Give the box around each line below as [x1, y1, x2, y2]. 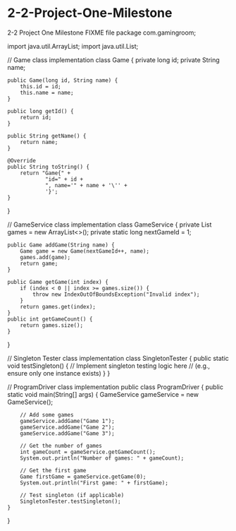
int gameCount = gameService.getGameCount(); [20, 448, 156, 455]
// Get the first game [20, 467, 87, 474]
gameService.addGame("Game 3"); [20, 429, 115, 437]
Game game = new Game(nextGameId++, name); [20, 247, 150, 255]
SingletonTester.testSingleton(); [20, 498, 121, 505]
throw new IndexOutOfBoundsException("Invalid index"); [32, 291, 200, 298]
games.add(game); [20, 253, 71, 261]
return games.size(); [20, 321, 83, 329]
